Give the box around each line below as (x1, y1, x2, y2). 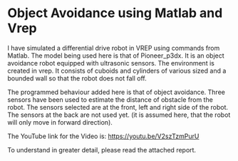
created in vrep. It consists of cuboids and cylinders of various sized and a (7, 66, 227, 75)
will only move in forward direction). (7, 118, 113, 126)
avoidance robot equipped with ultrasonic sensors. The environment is (7, 58, 215, 67)
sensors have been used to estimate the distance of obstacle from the (7, 95, 214, 104)
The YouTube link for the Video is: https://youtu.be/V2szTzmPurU (7, 132, 200, 140)
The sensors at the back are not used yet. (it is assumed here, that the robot (7, 110, 231, 119)
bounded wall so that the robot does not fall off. (7, 73, 148, 83)
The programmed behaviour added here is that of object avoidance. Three (7, 88, 226, 96)
